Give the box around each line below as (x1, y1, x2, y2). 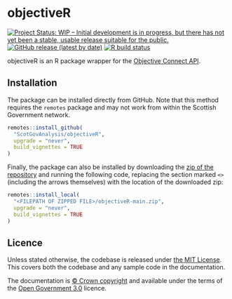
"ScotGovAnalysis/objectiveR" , (13, 131, 105, 138)
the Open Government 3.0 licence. (7, 284, 107, 293)
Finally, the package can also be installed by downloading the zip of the (7, 163, 214, 171)
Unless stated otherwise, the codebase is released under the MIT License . (7, 255, 222, 264)
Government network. (7, 110, 71, 119)
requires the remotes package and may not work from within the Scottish (7, 103, 217, 112)
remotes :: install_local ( (7, 192, 80, 199)
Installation (7, 77, 57, 89)
